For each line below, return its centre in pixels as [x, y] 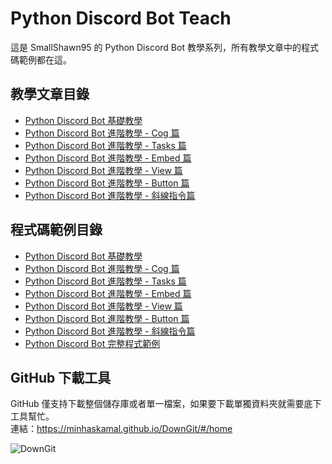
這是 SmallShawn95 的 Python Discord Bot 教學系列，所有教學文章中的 [156, 47]
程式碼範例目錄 [56, 230]
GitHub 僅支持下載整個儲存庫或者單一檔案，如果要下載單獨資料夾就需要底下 [166, 404]
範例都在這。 [45, 59]
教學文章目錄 [50, 94]
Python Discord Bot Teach [121, 18]
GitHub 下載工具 [61, 377]
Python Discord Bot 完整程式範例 [92, 343]
